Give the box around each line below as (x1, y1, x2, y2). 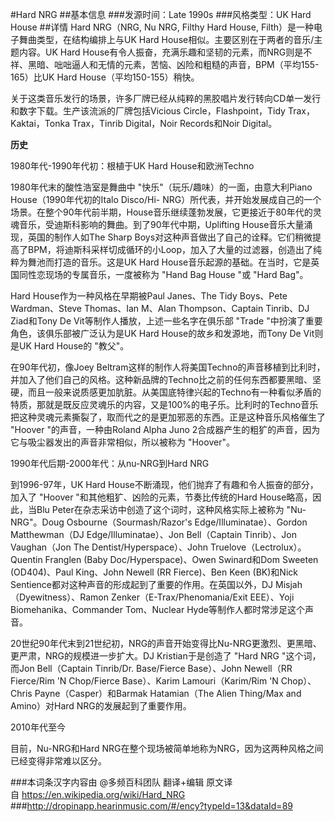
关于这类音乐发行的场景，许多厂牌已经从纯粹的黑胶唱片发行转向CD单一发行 (10, 93, 322, 104)
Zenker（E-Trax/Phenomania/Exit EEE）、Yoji (110, 591, 295, 603)
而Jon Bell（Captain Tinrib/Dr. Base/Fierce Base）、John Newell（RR (10, 663, 293, 674)
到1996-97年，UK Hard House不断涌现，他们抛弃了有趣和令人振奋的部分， (10, 479, 319, 490)
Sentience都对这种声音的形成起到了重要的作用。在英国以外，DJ (10, 579, 274, 590)
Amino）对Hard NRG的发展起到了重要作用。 (10, 700, 192, 712)
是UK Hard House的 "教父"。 (10, 340, 130, 352)
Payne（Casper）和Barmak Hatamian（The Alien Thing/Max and (34, 688, 302, 699)
